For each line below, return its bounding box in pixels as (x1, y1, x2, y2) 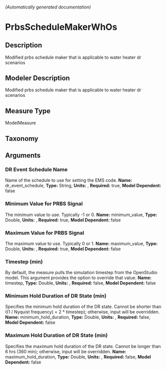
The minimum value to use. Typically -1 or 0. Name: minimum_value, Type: (5, 212, 158, 218)
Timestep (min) (5, 258, 43, 265)
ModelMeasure (5, 120, 36, 126)
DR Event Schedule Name (5, 166, 68, 173)
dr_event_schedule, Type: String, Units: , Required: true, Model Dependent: (5, 183, 162, 189)
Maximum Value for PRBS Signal (5, 229, 84, 236)
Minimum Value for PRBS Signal (5, 200, 83, 207)
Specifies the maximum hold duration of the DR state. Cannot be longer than (5, 343, 161, 349)
